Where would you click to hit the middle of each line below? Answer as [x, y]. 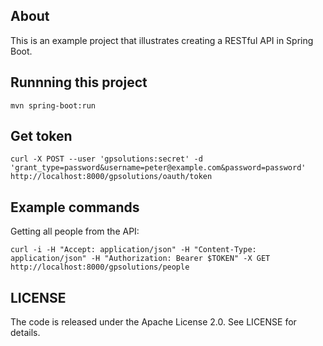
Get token [41, 136]
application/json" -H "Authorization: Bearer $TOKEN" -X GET [140, 259]
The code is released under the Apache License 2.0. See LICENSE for [153, 322]
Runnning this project [79, 82]
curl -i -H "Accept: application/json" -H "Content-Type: [133, 250]
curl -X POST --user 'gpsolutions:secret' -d [106, 159]
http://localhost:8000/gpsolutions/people [100, 267]
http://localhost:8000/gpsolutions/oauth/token [111, 177]
